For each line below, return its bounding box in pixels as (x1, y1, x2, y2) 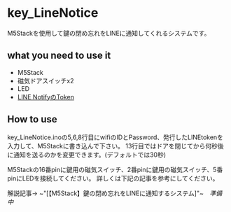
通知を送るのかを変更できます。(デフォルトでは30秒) (13, 150, 167, 159)
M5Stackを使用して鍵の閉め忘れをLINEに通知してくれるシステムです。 (7, 29, 211, 37)
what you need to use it (7, 50, 111, 62)
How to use (7, 113, 57, 125)
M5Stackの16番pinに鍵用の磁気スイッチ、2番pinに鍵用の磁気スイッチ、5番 (7, 165, 223, 174)
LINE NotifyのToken (17, 92, 75, 101)
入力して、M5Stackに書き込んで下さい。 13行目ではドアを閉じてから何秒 (7, 141, 218, 150)
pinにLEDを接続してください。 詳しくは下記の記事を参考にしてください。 (7, 174, 219, 183)
